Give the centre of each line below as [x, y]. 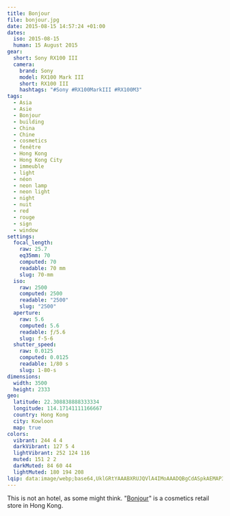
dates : [16, 33]
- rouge [24, 217]
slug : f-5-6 [36, 339]
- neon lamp [30, 186]
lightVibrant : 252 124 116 [52, 453]
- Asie [23, 109]
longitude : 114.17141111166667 [58, 408]
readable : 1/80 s [44, 364]
